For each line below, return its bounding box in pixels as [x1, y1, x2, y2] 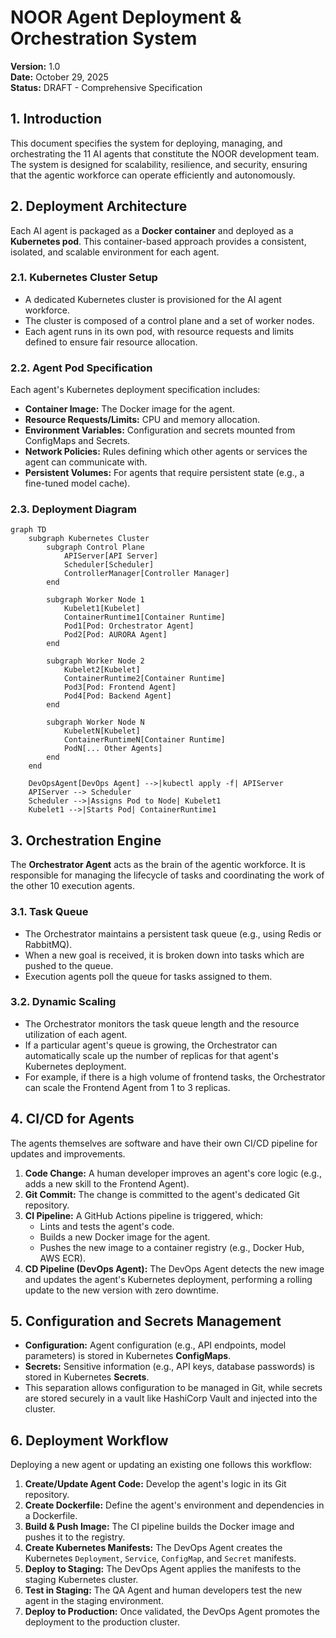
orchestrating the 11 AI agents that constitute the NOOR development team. [10, 147, 320, 160]
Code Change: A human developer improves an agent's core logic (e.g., [24, 1167, 322, 1179]
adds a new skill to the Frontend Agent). [24, 1177, 190, 1190]
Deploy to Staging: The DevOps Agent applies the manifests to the [24, 1563, 302, 1575]
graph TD [10, 525, 47, 535]
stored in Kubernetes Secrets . [24, 1371, 150, 1383]
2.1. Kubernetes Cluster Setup [10, 271, 158, 285]
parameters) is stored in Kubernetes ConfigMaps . [24, 1350, 232, 1362]
